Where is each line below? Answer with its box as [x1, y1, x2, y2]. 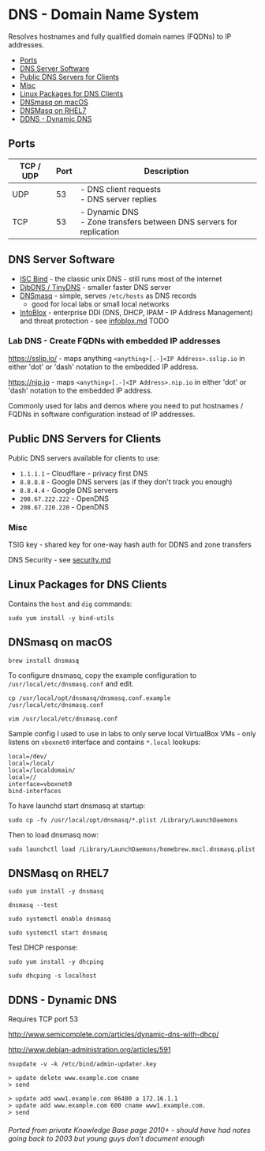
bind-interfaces [8, 787, 62, 795]
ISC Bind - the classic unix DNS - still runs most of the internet [19, 274, 222, 284]
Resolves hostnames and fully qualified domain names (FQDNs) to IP [8, 32, 232, 41]
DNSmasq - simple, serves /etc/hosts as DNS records [19, 291, 197, 300]
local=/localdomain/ [8, 766, 77, 774]
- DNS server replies [80, 194, 158, 205]
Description [144, 165, 189, 176]
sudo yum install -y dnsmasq [8, 887, 104, 896]
